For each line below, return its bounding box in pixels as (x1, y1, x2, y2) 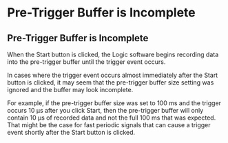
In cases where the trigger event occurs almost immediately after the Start (7, 71, 218, 79)
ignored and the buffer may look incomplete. (7, 86, 134, 93)
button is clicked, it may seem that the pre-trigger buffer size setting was (7, 78, 214, 87)
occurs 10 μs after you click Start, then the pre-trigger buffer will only (7, 107, 204, 114)
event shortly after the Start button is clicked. (7, 129, 136, 136)
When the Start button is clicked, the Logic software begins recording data (7, 50, 219, 58)
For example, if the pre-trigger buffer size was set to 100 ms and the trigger (7, 99, 222, 107)
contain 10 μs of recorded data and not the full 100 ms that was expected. (7, 113, 216, 122)
